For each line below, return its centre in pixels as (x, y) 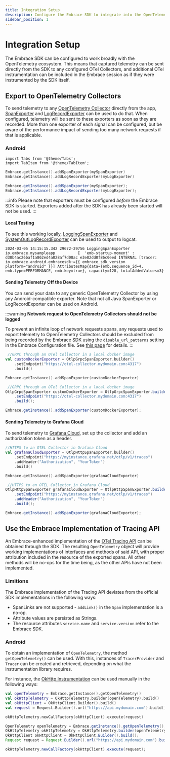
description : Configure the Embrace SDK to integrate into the (73, 15)
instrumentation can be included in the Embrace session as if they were (80, 75)
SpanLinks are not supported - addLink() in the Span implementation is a (88, 607)
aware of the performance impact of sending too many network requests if (83, 130)
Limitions (17, 581)
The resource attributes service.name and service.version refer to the (86, 623)
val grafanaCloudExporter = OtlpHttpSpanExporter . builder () (70, 453)
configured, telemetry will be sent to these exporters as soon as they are (81, 119)
